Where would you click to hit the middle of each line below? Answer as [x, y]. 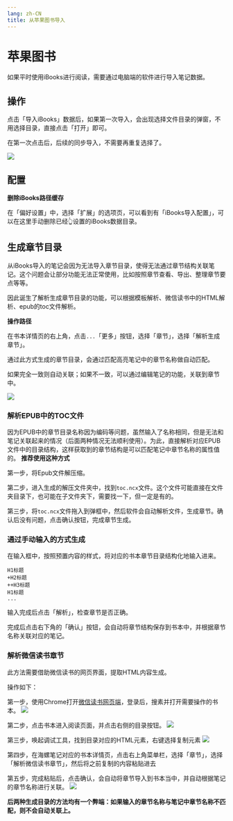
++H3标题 [19, 585]
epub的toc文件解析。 [49, 306]
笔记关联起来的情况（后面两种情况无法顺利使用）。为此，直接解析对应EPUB [114, 441]
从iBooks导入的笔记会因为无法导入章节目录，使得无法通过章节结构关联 [108, 266]
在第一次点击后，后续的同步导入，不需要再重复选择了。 [86, 143]
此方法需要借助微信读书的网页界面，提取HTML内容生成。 [89, 672]
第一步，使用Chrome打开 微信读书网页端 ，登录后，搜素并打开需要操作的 [110, 701]
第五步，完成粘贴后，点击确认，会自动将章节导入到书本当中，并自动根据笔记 [116, 778]
